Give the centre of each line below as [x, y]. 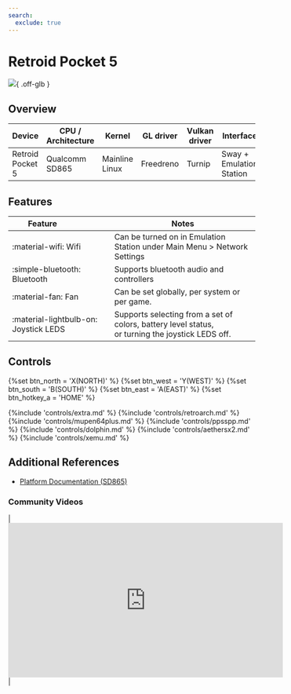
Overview [33, 109]
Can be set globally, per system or [177, 292]
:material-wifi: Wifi [46, 247]
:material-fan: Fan [45, 297]
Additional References [64, 463]
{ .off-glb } [33, 84]
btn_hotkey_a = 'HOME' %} [52, 397]
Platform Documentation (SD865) [73, 481]
